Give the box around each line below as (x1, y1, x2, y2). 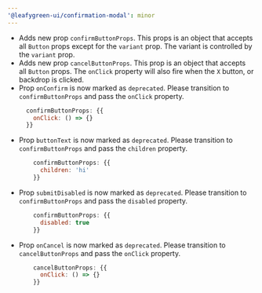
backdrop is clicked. (18, 75, 84, 84)
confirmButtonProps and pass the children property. (18, 144, 188, 153)
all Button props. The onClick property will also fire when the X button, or (18, 66, 254, 75)
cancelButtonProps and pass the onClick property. (18, 248, 181, 258)
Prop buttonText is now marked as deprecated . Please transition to (18, 135, 233, 145)
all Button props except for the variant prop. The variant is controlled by (18, 41, 253, 51)
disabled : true (39, 218, 90, 226)
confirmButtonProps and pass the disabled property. (18, 196, 188, 205)
